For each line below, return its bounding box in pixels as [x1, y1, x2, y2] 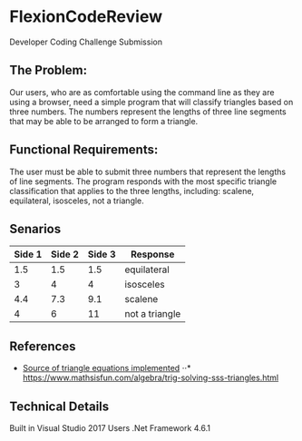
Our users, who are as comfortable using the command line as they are [9, 86, 275, 97]
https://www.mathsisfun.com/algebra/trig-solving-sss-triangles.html [22, 372, 279, 383]
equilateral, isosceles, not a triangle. [9, 195, 145, 206]
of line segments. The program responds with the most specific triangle [9, 175, 278, 187]
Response [130, 248, 175, 260]
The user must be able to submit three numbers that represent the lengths [9, 166, 287, 177]
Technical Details [9, 398, 110, 414]
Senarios [9, 220, 62, 237]
